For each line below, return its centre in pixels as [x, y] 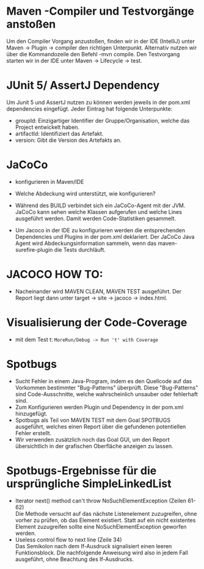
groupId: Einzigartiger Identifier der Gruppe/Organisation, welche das [102, 120]
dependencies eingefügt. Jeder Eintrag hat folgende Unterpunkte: [89, 109]
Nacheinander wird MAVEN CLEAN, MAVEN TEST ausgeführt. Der [98, 291]
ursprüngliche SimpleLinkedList [89, 483]
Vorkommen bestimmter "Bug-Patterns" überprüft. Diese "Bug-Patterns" [107, 387]
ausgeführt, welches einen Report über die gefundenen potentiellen [100, 427]
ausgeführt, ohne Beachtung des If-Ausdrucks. [75, 559]
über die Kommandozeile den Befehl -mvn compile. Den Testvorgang [93, 54]
